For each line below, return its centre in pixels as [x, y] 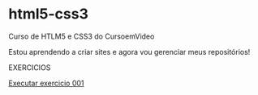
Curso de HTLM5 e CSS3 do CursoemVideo [82, 36]
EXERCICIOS [30, 67]
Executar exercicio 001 [46, 83]
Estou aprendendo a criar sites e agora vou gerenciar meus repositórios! [129, 52]
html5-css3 [49, 14]
